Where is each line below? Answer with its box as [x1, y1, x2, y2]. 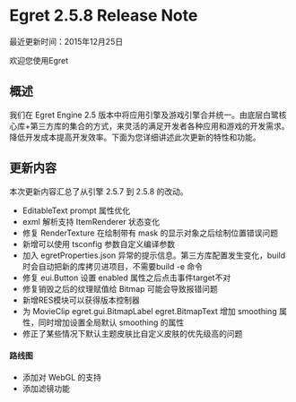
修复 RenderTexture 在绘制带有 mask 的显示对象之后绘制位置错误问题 [22, 227, 278, 238]
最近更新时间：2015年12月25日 [9, 36, 124, 47]
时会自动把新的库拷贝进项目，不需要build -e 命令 [22, 261, 204, 271]
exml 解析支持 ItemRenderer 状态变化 [22, 216, 161, 227]
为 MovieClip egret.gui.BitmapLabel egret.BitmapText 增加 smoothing [22, 305, 277, 316]
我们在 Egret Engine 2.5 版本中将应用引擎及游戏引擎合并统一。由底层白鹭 [9, 109, 280, 120]
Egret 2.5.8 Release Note [9, 5, 198, 26]
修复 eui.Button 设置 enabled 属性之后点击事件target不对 [22, 272, 231, 283]
